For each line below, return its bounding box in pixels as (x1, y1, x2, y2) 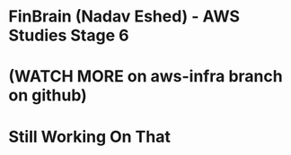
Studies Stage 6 (8, 25, 129, 46)
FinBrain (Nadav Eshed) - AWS (8, 6, 240, 27)
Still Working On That (8, 126, 172, 147)
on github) (8, 85, 87, 106)
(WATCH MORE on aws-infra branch (8, 66, 284, 87)
